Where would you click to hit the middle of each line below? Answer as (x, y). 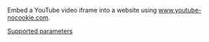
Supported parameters (40, 31)
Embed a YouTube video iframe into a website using (82, 10)
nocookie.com (28, 17)
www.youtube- (180, 10)
